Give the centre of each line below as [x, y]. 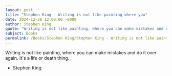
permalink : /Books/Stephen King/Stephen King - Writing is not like [80, 39]
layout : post [19, 10]
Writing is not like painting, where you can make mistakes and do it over [81, 52]
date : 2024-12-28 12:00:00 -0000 [41, 19]
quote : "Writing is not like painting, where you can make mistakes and [84, 29]
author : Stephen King [28, 24]
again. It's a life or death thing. [37, 58]
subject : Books [21, 33]
